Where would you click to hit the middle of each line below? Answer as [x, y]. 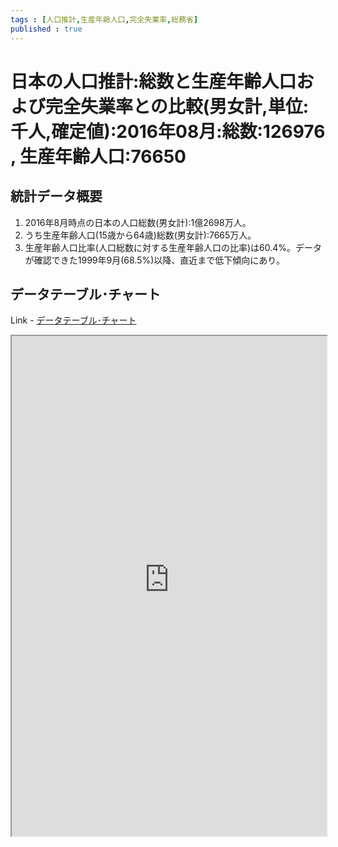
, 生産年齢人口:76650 [98, 156]
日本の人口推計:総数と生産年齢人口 [153, 81]
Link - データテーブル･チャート [73, 320]
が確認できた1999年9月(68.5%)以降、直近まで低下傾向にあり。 [155, 260]
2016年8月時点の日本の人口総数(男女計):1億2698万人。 [138, 222]
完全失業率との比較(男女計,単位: [177, 106]
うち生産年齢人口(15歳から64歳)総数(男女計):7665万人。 [140, 235]
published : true [46, 29]
